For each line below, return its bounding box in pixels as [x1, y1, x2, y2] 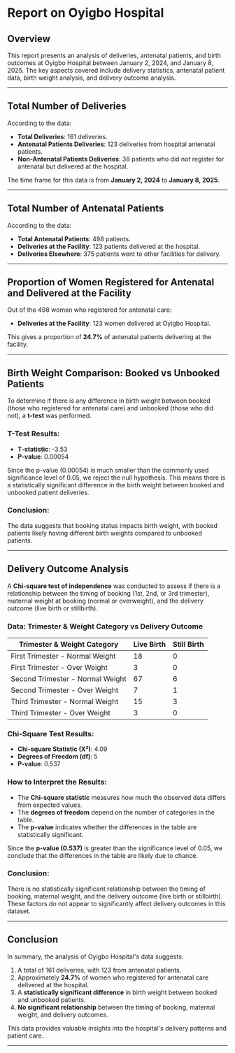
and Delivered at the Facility [7, 287, 131, 299]
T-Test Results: [7, 429, 60, 438]
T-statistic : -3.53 [17, 445, 68, 453]
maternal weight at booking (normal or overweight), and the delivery [7, 596, 204, 605]
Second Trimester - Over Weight [10, 685, 119, 695]
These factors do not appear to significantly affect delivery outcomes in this [7, 899, 226, 908]
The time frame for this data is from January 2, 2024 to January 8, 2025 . [7, 175, 220, 184]
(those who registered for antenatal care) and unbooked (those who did [7, 404, 214, 413]
